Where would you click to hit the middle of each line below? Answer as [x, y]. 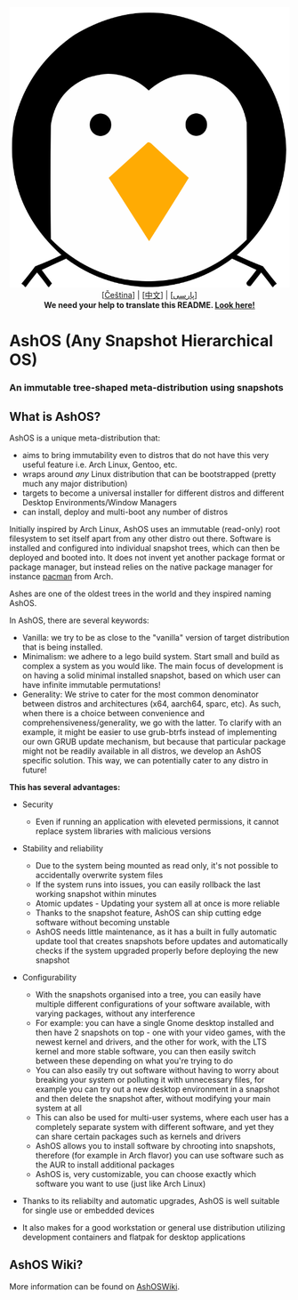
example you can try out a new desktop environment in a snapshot [157, 1089]
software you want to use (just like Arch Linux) [121, 1183]
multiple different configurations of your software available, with [153, 1004]
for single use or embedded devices [88, 1210]
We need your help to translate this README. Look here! [149, 305]
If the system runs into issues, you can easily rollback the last [148, 884]
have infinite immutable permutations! [91, 684]
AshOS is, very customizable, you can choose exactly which [145, 1174]
